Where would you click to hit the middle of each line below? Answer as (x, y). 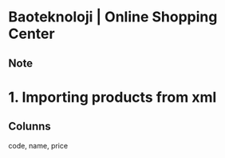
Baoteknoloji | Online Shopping (113, 17)
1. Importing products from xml (112, 97)
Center (32, 34)
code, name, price (38, 145)
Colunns (30, 127)
